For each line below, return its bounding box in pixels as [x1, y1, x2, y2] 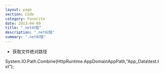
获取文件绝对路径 [12, 49, 47, 54]
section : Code [5, 12, 35, 17]
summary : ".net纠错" [5, 35, 46, 40]
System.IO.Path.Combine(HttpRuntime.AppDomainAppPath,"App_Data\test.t [5, 58, 160, 64]
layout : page [5, 7, 32, 12]
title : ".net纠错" [5, 25, 41, 30]
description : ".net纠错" [5, 30, 55, 35]
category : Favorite [5, 16, 45, 21]
